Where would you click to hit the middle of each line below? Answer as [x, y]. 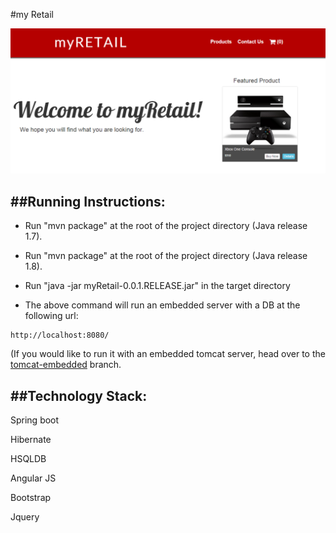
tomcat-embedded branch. [66, 365]
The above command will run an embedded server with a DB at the [162, 305]
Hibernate [31, 439]
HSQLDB [28, 458]
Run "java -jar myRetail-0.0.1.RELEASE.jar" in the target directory [157, 286]
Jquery [25, 516]
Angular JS [33, 478]
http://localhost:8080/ [60, 335]
